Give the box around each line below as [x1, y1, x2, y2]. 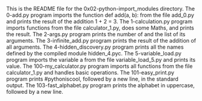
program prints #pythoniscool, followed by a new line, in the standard [6, 75, 179, 82]
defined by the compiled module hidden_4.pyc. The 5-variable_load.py [6, 50, 182, 57]
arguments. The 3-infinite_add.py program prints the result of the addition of [6, 37, 197, 44]
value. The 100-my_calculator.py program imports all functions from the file [6, 63, 193, 70]
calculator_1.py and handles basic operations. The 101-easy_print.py [6, 69, 175, 76]
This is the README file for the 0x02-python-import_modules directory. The [6, 5, 195, 12]
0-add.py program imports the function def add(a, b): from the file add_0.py [6, 11, 195, 19]
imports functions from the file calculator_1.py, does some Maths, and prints [6, 24, 195, 31]
